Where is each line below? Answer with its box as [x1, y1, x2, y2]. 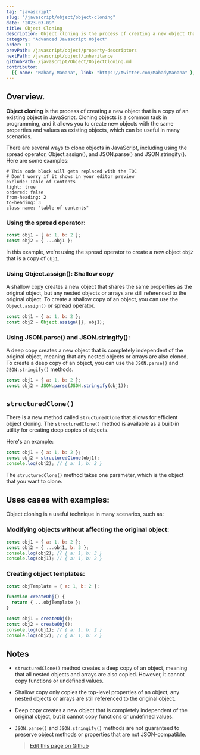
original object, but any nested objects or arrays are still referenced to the [6, 289, 187, 297]
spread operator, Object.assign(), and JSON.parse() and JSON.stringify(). [6, 151, 186, 158]
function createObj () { [6, 594, 65, 600]
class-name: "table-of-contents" [6, 205, 89, 211]
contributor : [6, 64, 39, 70]
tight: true [6, 184, 36, 191]
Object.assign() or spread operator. [6, 302, 95, 310]
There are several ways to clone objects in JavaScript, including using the [6, 144, 187, 152]
